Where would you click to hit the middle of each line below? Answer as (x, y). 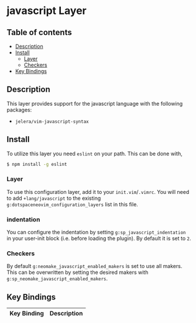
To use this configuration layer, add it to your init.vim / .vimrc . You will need (98, 192)
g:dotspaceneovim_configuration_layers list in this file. (72, 204)
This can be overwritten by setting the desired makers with (78, 272)
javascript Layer (47, 11)
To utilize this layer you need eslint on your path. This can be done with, (95, 154)
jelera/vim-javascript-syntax (52, 121)
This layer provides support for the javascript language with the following (95, 103)
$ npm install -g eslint (37, 164)
